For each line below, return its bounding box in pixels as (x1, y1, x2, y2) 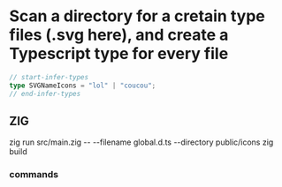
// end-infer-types (9, 89, 81, 98)
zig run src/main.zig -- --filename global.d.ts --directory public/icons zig (9, 137, 274, 147)
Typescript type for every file (9, 44, 229, 64)
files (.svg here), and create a (9, 25, 229, 45)
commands (9, 168, 59, 181)
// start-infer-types (9, 72, 89, 81)
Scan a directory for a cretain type (9, 6, 265, 26)
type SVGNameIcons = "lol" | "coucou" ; (9, 81, 156, 90)
